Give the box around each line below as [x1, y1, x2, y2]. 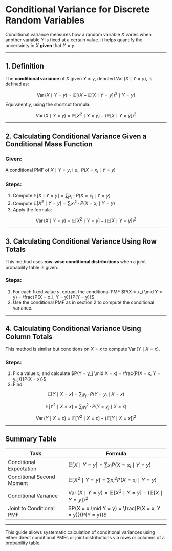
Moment [8, 479, 28, 487]
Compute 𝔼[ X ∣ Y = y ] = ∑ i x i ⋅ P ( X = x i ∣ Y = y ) [12, 192, 111, 200]
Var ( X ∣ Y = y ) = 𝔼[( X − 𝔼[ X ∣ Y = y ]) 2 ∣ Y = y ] [36, 91, 136, 98]
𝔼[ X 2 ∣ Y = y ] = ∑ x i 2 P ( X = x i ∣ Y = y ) [68, 475, 157, 484]
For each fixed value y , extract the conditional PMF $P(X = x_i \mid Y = [12, 288, 163, 295]
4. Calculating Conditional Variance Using [5, 324, 142, 333]
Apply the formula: [12, 207, 52, 213]
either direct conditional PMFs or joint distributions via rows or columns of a [5, 535, 165, 541]
